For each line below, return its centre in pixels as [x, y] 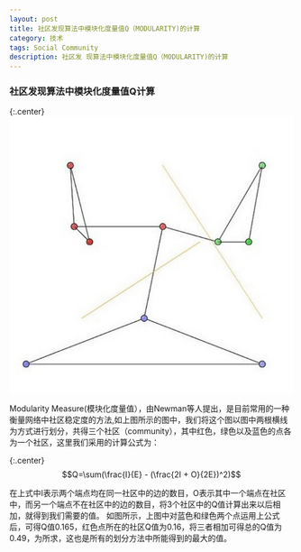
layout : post [34, 19]
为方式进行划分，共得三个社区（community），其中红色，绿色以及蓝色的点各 [150, 431]
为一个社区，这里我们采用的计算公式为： [84, 442]
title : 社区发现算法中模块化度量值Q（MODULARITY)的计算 [105, 28]
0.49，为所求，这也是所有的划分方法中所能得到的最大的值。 [121, 538]
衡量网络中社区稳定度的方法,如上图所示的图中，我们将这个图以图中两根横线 [149, 420]
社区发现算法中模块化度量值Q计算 [82, 92]
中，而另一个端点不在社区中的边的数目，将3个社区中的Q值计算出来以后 [141, 504]
